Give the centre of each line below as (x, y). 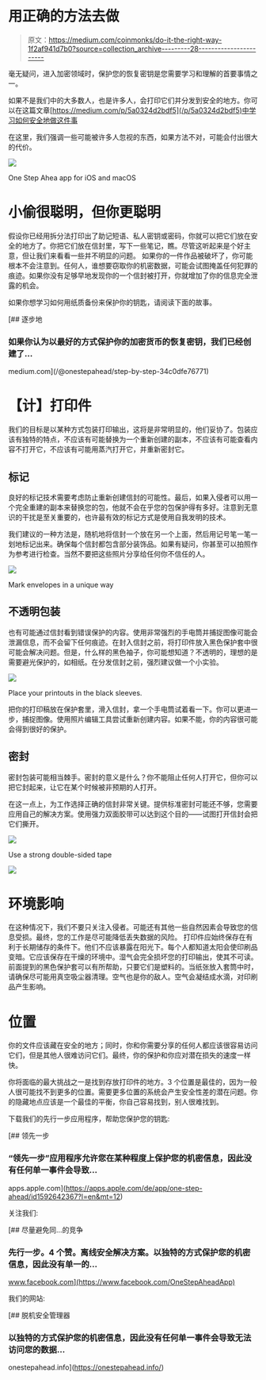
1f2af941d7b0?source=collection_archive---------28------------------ (142, 48)
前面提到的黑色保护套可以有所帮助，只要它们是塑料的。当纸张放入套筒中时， (133, 967)
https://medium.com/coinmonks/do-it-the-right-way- (135, 40)
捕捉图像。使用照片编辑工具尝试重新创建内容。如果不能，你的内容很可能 (140, 719)
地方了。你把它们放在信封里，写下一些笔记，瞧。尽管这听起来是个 (129, 245)
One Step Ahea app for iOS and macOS (72, 177)
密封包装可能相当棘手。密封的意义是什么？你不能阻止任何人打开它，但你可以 (133, 777)
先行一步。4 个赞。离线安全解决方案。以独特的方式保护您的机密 (129, 1252)
